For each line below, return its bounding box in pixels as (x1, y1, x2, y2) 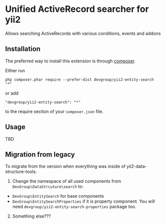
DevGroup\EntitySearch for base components (12, 193, 104, 199)
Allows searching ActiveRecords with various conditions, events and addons (5, 30, 161, 36)
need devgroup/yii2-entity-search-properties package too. (12, 204, 136, 210)
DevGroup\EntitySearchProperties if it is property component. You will (12, 198, 155, 204)
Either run (5, 67, 25, 73)
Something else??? (12, 213, 51, 219)
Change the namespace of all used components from (12, 178, 121, 184)
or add (5, 90, 19, 96)
